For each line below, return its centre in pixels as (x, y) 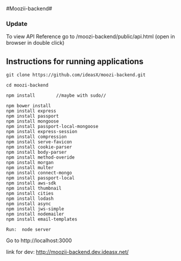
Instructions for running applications (75, 61)
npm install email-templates (42, 219)
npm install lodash (30, 199)
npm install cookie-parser (39, 147)
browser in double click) (35, 43)
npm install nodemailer (35, 214)
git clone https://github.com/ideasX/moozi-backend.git (76, 75)
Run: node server (29, 230)
